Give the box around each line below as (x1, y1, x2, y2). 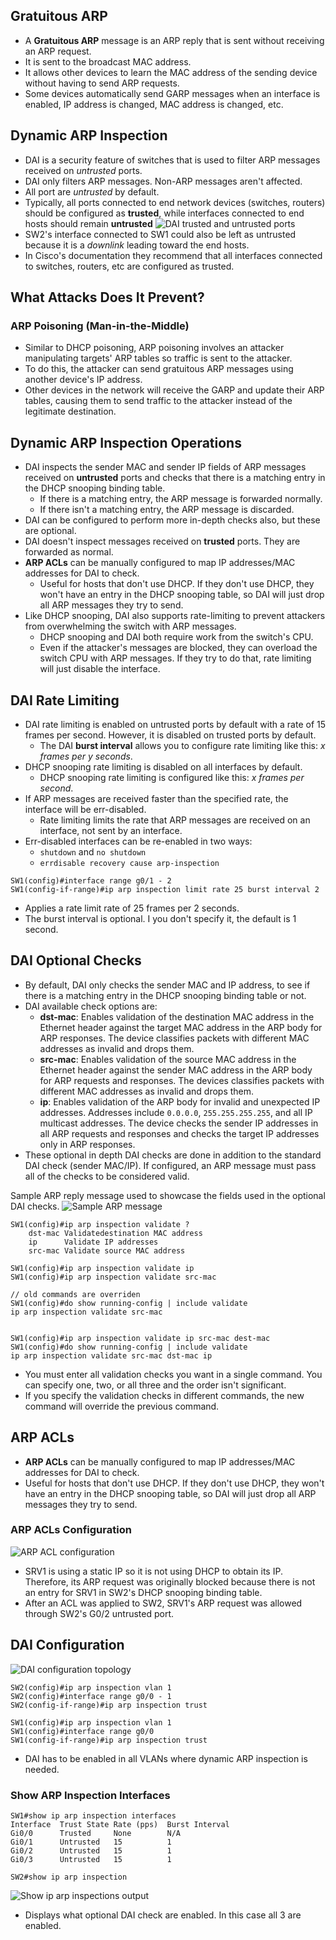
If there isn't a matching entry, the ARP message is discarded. (39, 504, 295, 516)
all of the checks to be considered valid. (24, 1170, 190, 1182)
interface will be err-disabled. (24, 803, 147, 815)
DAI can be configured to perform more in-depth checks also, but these (24, 514, 321, 526)
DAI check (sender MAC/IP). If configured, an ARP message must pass (24, 1159, 317, 1171)
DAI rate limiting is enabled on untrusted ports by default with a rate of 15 (24, 718, 327, 730)
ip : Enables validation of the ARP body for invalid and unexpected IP (39, 1095, 321, 1108)
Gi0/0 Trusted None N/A (10, 1828, 182, 1838)
